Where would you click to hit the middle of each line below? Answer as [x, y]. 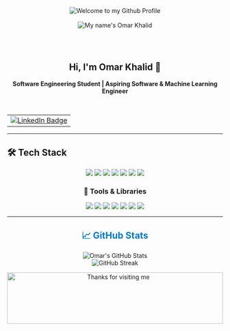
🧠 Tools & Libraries [115, 191]
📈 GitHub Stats [115, 236]
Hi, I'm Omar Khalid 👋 [115, 67]
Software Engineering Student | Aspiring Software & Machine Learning [115, 83]
